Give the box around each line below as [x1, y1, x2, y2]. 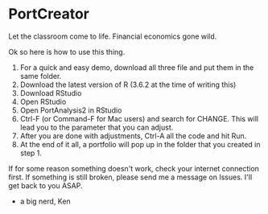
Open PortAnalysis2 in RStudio [19, 105, 122, 115]
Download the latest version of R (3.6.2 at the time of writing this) [19, 80, 237, 89]
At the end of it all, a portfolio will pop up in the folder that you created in [19, 139, 261, 149]
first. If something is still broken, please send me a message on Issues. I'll [8, 172, 253, 182]
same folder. [19, 71, 62, 80]
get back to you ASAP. [8, 180, 83, 190]
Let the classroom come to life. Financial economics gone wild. [8, 31, 217, 41]
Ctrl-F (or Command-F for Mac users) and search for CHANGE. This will [19, 113, 259, 123]
